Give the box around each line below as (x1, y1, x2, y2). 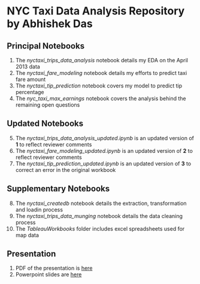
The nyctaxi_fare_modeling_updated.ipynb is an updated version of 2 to (15, 147, 193, 154)
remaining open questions (15, 101, 80, 108)
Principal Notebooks (7, 41, 85, 51)
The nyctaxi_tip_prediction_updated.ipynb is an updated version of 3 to (15, 160, 191, 167)
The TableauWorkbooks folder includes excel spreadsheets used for (15, 225, 185, 232)
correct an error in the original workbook (15, 166, 116, 173)
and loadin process (15, 206, 63, 213)
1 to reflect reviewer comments (15, 141, 92, 148)
